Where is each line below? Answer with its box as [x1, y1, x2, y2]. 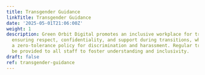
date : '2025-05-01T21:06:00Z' [6, 20, 84, 26]
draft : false [6, 54, 40, 60]
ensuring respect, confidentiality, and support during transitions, [12, 37, 192, 43]
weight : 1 [6, 25, 32, 32]
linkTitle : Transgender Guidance [6, 15, 92, 21]
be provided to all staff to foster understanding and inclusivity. [12, 48, 190, 54]
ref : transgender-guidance [6, 59, 75, 65]
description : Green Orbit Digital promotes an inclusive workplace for [6, 31, 192, 37]
